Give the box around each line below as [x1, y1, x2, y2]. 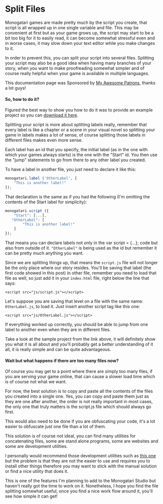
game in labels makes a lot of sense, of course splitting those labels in [5, 132, 146, 138]
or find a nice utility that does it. [5, 468, 69, 474]
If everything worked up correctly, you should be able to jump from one [5, 322, 148, 328]
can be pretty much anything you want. [5, 250, 84, 256]
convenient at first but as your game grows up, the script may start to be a [5, 30, 154, 36]
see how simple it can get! [5, 493, 58, 499]
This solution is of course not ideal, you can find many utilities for [5, 433, 136, 439]
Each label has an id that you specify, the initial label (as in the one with [5, 147, 148, 153]
